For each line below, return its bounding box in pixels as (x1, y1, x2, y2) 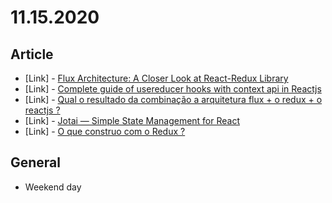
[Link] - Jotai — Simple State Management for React (24, 115, 241, 126)
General (10, 154, 62, 171)
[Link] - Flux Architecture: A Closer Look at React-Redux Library (24, 72, 289, 84)
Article (10, 46, 54, 63)
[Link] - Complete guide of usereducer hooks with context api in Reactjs (24, 83, 322, 95)
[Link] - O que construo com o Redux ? (24, 126, 186, 137)
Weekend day (24, 181, 82, 193)
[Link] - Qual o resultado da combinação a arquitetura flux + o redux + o (24, 94, 323, 105)
